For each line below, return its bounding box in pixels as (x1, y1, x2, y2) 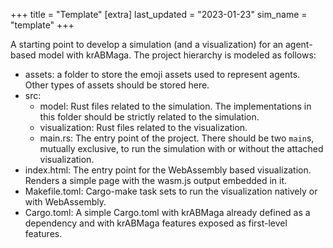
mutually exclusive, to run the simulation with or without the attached (39, 143, 324, 154)
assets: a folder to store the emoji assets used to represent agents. (24, 69, 301, 80)
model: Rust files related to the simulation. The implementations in (39, 100, 312, 112)
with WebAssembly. (24, 196, 107, 208)
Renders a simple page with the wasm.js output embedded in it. (24, 175, 288, 186)
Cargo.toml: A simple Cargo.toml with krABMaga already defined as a (24, 207, 311, 218)
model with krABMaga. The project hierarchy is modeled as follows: (38, 49, 317, 61)
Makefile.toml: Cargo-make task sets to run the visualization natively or (24, 185, 318, 197)
